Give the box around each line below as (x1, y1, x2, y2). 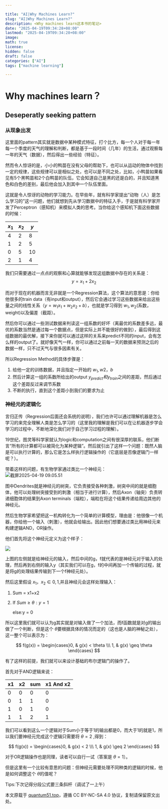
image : (5, 35, 19, 40)
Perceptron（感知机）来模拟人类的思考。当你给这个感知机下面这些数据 (13, 204, 160, 211)
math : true (5, 40, 28, 45)
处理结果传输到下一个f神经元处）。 (20, 568, 91, 574)
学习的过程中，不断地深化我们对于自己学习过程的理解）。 (5, 426, 121, 432)
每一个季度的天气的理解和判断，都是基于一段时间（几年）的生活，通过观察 (5, 145, 158, 151)
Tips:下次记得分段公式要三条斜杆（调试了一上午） (5, 781, 107, 787)
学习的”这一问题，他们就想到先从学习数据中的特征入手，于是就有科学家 (9, 198, 156, 204)
